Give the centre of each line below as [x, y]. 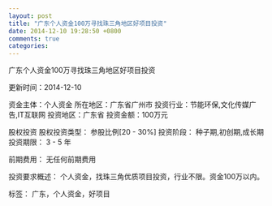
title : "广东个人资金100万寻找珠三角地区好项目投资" [88, 24]
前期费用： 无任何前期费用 [52, 160]
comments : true [34, 39]
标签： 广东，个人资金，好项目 [59, 194]
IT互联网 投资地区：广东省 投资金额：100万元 [93, 115]
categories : [28, 46]
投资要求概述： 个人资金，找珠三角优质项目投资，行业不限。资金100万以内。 [136, 177]
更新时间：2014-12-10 [45, 88]
